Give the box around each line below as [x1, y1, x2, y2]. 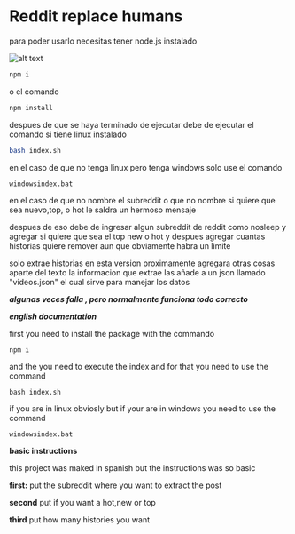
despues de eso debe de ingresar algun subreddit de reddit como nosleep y [9, 222, 286, 233]
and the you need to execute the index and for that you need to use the [9, 362, 268, 372]
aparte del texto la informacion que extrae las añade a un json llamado [9, 267, 266, 278]
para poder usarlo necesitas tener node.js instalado [9, 36, 198, 46]
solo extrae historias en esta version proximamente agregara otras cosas [9, 258, 276, 268]
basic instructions [9, 446, 78, 457]
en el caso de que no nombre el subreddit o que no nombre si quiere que [9, 195, 276, 206]
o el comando [9, 86, 59, 97]
